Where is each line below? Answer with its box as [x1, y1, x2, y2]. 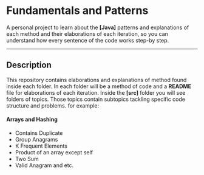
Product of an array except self [15, 148, 93, 156]
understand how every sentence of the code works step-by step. [6, 36, 169, 44]
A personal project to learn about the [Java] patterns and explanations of [6, 24, 189, 31]
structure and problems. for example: [6, 101, 100, 109]
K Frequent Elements [15, 142, 68, 149]
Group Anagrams [15, 136, 58, 143]
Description [6, 60, 52, 70]
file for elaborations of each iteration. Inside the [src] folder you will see [6, 89, 186, 96]
